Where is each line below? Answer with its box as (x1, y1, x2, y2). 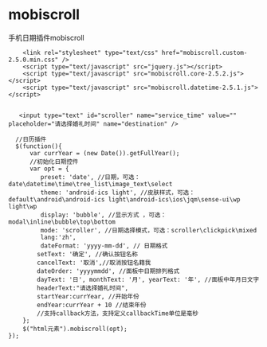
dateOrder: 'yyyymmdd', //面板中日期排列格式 (37, 267, 180, 275)
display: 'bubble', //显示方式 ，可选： (40, 211, 167, 219)
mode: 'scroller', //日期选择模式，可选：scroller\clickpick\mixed (40, 226, 257, 234)
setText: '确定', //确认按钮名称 (37, 250, 138, 258)
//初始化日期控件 (29, 158, 79, 166)
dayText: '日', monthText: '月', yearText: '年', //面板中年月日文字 (37, 275, 260, 283)
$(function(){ (15, 142, 62, 150)
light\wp (8, 202, 37, 210)
